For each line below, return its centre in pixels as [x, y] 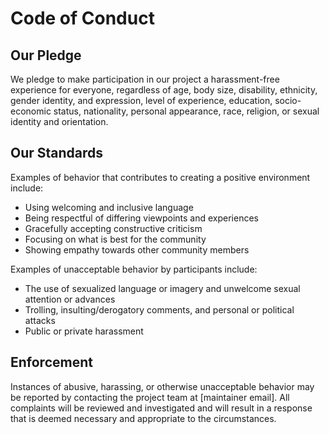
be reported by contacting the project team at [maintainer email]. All [150, 397]
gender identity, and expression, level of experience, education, [141, 100]
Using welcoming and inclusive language [109, 207]
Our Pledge [46, 55]
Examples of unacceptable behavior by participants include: [134, 269]
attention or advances [70, 299]
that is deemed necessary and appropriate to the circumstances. [143, 418]
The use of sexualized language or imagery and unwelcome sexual [162, 288]
